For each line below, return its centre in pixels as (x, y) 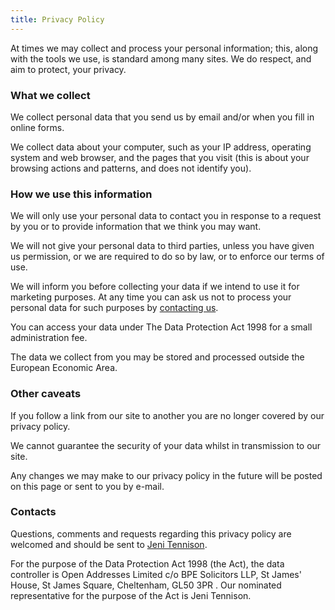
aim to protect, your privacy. (68, 69)
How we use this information (81, 194)
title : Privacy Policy (57, 19)
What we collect (50, 95)
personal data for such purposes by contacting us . (114, 308)
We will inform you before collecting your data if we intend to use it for (155, 287)
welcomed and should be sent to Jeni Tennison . (109, 544)
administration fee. (49, 338)
